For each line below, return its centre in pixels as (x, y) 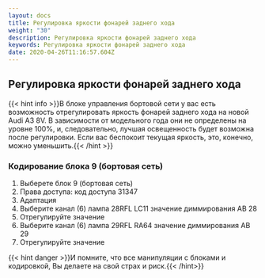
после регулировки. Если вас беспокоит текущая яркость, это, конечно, (131, 137)
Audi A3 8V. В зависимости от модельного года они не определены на (127, 120)
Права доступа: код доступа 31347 (79, 192)
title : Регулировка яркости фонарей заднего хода (92, 23)
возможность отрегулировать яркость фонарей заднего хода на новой (129, 112)
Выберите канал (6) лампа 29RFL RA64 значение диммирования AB (135, 226)
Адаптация (38, 200)
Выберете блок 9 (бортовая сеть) (76, 184)
